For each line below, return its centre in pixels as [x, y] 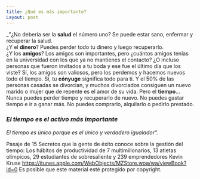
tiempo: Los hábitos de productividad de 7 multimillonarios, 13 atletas [91, 150]
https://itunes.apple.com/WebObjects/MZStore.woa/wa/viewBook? [104, 163]
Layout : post [22, 17]
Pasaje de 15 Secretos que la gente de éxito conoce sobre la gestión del [95, 144]
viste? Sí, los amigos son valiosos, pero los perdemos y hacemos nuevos [96, 72]
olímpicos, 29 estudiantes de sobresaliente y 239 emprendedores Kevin [95, 156]
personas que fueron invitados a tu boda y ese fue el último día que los [93, 66]
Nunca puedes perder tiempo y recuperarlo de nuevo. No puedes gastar [95, 98]
